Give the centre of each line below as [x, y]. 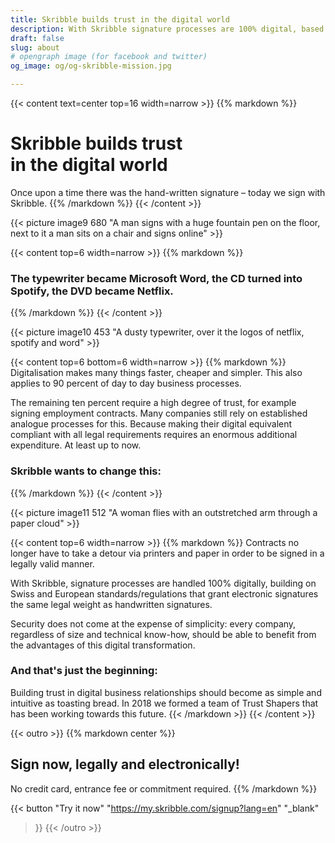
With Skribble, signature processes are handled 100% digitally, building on [163, 583]
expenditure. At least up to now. [76, 445]
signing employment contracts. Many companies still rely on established [159, 413]
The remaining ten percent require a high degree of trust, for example [153, 403]
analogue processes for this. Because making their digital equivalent [151, 424]
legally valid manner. [52, 563]
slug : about [35, 47]
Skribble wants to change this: [86, 471]
